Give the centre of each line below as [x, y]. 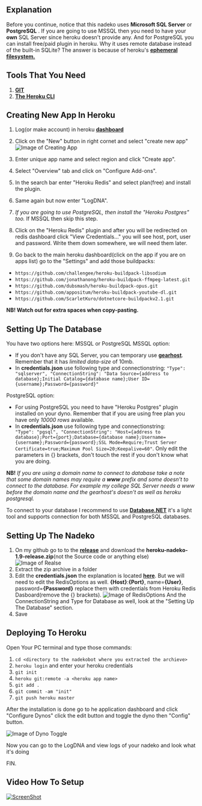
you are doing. [33, 461]
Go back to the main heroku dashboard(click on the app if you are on [100, 255]
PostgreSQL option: [31, 395]
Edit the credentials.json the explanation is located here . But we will [99, 576]
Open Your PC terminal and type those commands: [69, 647]
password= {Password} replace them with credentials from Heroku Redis [105, 589]
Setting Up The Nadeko [50, 535]
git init [26, 672]
